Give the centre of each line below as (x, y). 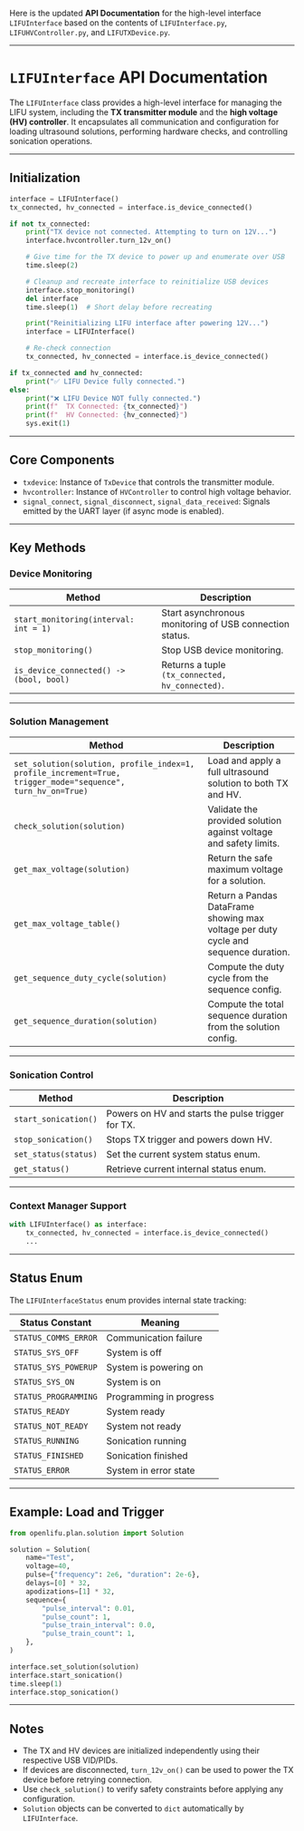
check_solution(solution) (70, 826)
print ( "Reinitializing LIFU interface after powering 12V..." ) (147, 324)
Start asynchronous (203, 613)
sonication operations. (51, 140)
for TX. (121, 1125)
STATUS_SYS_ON (44, 1382)
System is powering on (155, 1367)
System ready (136, 1411)
